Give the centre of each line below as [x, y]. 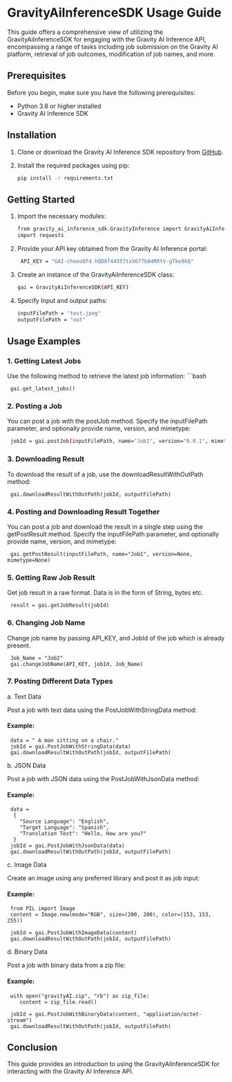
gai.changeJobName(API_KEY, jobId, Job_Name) [77, 664]
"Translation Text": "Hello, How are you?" [83, 834]
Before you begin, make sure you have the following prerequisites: [101, 92]
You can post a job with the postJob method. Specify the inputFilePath [107, 421]
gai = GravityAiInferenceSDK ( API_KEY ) [73, 287]
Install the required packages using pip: [73, 165]
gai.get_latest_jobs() [43, 389]
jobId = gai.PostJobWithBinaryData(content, [75, 1014]
